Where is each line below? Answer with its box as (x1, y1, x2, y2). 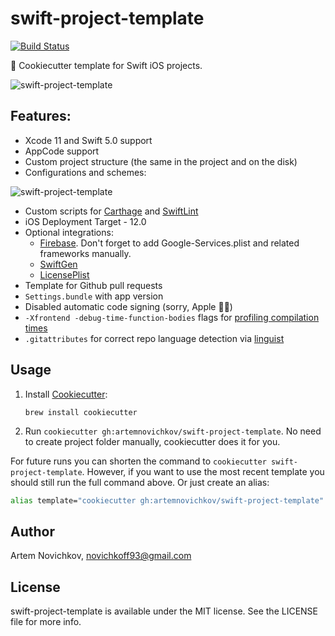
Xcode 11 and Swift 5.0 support (24, 134, 153, 146)
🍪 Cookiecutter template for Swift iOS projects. (10, 59, 203, 71)
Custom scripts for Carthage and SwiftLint (24, 205, 199, 217)
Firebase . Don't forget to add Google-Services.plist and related (39, 237, 300, 249)
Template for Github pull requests (24, 279, 163, 291)
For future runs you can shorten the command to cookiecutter (10, 455, 267, 467)
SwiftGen (39, 258, 78, 270)
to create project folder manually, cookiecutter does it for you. (24, 435, 281, 447)
